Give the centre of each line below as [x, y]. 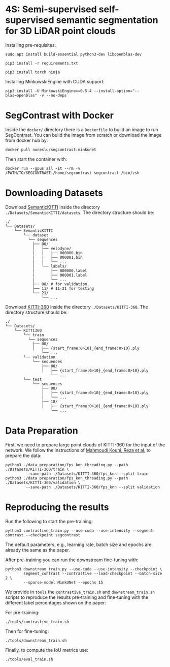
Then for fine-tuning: [27, 631]
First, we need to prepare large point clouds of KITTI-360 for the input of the [85, 445]
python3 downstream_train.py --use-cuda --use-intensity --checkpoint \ [84, 569]
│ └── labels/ [49, 266]
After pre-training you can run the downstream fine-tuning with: [72, 560]
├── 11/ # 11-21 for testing [63, 288]
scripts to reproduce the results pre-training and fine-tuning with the [77, 597]
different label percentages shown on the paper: [56, 602]
